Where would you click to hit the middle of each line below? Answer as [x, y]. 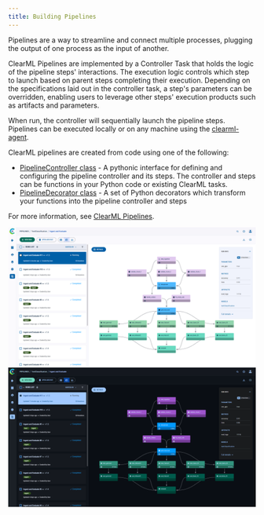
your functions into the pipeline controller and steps [103, 201]
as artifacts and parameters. [54, 105]
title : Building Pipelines [52, 16]
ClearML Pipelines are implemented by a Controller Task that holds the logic [131, 64]
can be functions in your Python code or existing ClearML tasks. [123, 184]
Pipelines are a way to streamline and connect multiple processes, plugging [130, 40]
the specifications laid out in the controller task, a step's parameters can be [130, 88]
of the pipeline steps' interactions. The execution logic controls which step [129, 71]
